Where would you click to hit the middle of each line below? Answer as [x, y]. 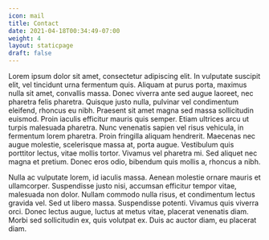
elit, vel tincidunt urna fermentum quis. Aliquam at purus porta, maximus [128, 85]
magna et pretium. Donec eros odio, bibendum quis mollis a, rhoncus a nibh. [134, 161]
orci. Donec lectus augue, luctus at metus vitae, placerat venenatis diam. [128, 211]
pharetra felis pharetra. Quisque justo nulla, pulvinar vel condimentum [124, 102]
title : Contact [34, 23]
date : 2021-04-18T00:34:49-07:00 [64, 31]
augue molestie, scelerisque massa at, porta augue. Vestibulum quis [121, 145]
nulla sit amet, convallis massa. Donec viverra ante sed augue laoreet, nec [131, 93]
